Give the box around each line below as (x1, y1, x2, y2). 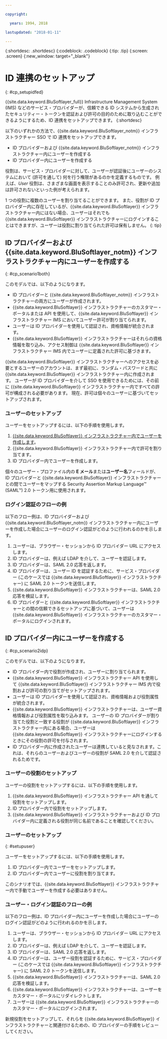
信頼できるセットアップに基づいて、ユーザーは (38, 605, 135, 611)
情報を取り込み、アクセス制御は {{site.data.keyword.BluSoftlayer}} (12, 342, 150, 348)
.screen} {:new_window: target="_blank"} (5, 53, 91, 59)
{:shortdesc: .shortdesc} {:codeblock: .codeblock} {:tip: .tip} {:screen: (5, 48, 149, 54)
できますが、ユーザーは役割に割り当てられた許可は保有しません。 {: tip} (13, 222, 162, 228)
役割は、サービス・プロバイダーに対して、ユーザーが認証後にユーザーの (5, 168, 153, 174)
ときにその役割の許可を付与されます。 (12, 737, 91, 743)
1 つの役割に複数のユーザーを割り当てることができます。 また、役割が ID (5, 197, 155, 203)
